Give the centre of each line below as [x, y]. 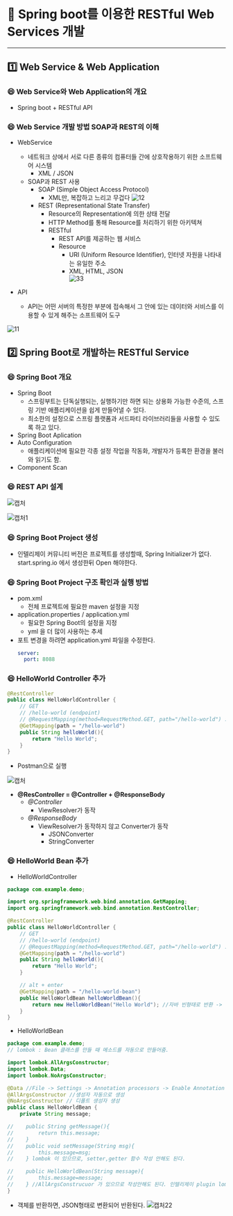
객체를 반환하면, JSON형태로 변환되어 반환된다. [81, 1205]
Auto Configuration [44, 442]
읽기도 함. [48, 459]
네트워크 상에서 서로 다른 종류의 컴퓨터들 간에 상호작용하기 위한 [113, 157]
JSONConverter [71, 834]
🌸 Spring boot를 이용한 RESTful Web [111, 14]
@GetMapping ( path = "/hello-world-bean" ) [80, 992]
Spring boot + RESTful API [55, 107]
